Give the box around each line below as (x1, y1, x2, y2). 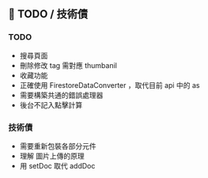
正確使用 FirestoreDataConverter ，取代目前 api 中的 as (19, 80, 200, 89)
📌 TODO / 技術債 (8, 7, 89, 21)
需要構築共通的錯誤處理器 (19, 90, 104, 100)
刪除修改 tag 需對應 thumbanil (19, 60, 117, 70)
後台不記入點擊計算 (19, 100, 83, 109)
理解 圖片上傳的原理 (19, 151, 85, 161)
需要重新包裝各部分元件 (19, 141, 96, 150)
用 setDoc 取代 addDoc (19, 161, 96, 170)
